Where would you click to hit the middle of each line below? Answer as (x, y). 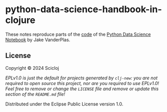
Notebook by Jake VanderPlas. (38, 40)
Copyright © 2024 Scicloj (32, 68)
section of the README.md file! (35, 94)
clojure (20, 20)
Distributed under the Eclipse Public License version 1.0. (64, 104)
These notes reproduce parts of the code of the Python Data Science (78, 34)
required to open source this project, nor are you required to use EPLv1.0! (82, 83)
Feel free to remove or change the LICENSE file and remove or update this (82, 89)
